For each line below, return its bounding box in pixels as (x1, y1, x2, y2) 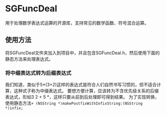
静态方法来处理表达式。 (5, 56, 53, 62)
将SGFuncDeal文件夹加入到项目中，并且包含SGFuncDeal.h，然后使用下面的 (5, 50, 160, 56)
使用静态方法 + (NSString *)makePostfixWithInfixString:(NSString (5, 100, 143, 106)
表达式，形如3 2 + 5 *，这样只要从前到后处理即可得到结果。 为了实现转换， (5, 94, 160, 100)
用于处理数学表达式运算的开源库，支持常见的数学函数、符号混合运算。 (5, 20, 149, 26)
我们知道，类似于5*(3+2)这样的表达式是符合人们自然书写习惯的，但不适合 (5, 82, 157, 88)
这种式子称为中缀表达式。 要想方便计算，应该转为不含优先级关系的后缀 (13, 88, 159, 94)
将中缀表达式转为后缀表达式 (5, 70, 72, 77)
